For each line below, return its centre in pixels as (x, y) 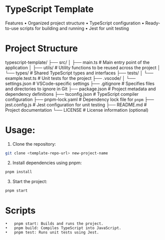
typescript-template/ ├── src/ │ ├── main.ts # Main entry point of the (78, 62)
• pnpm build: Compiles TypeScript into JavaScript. (63, 228)
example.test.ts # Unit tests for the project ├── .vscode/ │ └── (71, 78)
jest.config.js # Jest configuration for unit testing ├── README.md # (76, 105)
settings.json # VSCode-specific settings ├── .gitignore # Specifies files (80, 83)
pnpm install (19, 172)
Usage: (20, 130)
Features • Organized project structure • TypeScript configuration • (75, 23)
